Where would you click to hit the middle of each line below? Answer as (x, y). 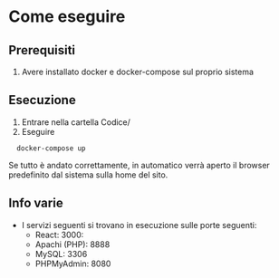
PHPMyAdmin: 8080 (73, 264)
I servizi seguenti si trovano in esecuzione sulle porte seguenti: (139, 225)
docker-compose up (52, 148)
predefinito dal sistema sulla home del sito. (88, 175)
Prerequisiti (42, 50)
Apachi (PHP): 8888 (72, 244)
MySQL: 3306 (61, 254)
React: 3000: (59, 235)
